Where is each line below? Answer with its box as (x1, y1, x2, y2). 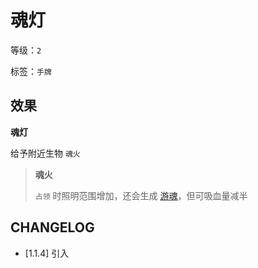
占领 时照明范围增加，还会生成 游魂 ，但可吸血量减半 (34, 189, 248, 201)
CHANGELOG (10, 219, 95, 236)
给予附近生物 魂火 (10, 147, 81, 159)
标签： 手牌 (10, 65, 52, 77)
